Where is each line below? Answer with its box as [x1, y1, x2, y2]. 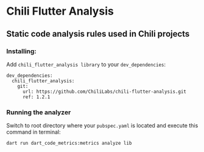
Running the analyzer [6, 108, 71, 117]
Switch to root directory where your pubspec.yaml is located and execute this [6, 122, 199, 129]
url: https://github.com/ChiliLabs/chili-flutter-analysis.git [22, 89, 187, 95]
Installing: [6, 47, 37, 56]
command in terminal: [6, 128, 61, 136]
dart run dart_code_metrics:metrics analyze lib [6, 140, 132, 147]
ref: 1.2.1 [22, 93, 51, 100]
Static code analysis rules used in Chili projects [6, 29, 190, 39]
